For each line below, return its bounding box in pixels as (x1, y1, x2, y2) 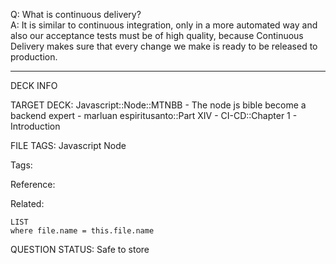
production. (10, 51, 58, 63)
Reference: (10, 179, 56, 190)
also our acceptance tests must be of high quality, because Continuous (10, 30, 304, 41)
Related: (10, 198, 45, 209)
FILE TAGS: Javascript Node (10, 140, 127, 151)
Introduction (10, 120, 61, 132)
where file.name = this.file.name (10, 226, 155, 236)
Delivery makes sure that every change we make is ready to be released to (10, 40, 318, 52)
